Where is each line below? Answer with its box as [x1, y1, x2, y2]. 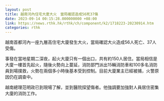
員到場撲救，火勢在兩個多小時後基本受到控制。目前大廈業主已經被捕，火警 [5, 68, 155, 74]
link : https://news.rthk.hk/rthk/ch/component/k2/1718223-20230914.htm [5, 20, 154, 26]
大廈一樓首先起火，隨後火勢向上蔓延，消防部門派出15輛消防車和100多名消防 [5, 62, 158, 68]
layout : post [5, 7, 32, 12]
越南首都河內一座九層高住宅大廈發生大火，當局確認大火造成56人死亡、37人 [5, 40, 157, 45]
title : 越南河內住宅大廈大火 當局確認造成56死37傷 [5, 12, 99, 17]
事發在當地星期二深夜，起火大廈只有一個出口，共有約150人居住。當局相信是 [5, 56, 158, 61]
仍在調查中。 [9, 74, 35, 80]
